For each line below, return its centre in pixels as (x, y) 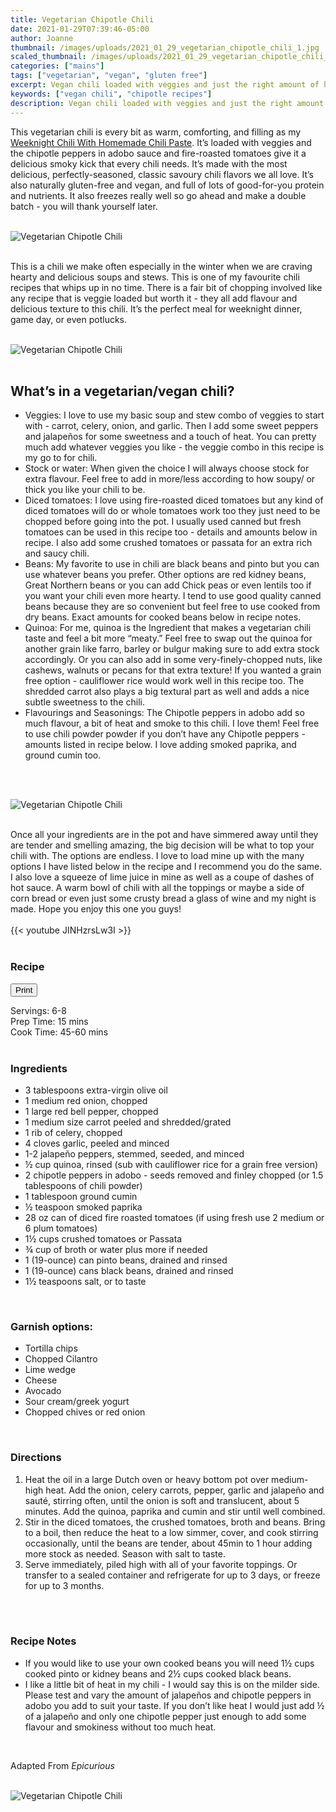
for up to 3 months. (64, 1585)
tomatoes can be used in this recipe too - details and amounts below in (171, 532)
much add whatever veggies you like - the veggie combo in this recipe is (174, 447)
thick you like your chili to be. (85, 490)
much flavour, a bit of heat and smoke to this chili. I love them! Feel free (172, 723)
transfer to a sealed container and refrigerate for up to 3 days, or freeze (172, 1575)
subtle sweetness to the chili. (84, 702)
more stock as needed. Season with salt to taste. (125, 1553)
